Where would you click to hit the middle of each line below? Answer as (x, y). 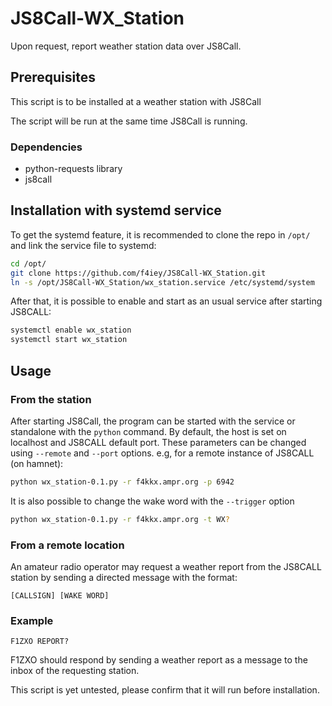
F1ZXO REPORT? (40, 642)
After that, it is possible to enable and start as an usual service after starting (166, 301)
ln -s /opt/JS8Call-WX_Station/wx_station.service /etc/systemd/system (162, 282)
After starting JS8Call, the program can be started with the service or (153, 421)
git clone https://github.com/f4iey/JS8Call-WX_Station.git (138, 273)
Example (32, 620)
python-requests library (73, 169)
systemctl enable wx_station (71, 330)
